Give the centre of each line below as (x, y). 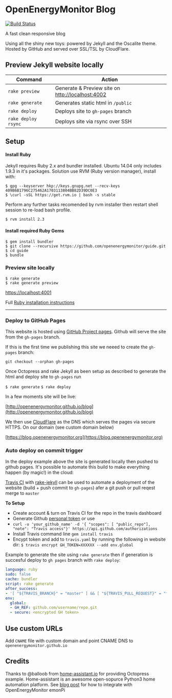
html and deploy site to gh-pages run (43, 377)
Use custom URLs (34, 628)
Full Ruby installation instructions (40, 302)
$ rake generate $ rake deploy (38, 387)
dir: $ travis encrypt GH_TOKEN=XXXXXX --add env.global (73, 545)
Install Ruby (18, 154)
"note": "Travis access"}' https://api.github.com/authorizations (85, 529)
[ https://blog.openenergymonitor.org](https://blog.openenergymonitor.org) (84, 437)
